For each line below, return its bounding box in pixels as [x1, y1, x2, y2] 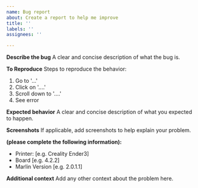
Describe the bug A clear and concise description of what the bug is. [6, 54, 180, 61]
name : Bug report [6, 9, 51, 15]
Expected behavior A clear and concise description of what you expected [6, 108, 193, 116]
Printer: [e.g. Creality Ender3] [15, 150, 90, 158]
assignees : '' [6, 32, 43, 38]
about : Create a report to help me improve [6, 15, 119, 21]
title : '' [6, 20, 32, 26]
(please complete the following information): [6, 138, 122, 146]
